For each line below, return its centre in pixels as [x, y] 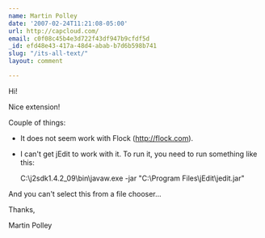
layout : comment [36, 62]
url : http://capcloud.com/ [54, 31]
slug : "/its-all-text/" [48, 53]
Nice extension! [34, 107]
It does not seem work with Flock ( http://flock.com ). [107, 138]
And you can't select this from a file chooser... [85, 193]
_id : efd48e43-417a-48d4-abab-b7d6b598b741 [83, 46]
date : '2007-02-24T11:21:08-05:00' [68, 23]
